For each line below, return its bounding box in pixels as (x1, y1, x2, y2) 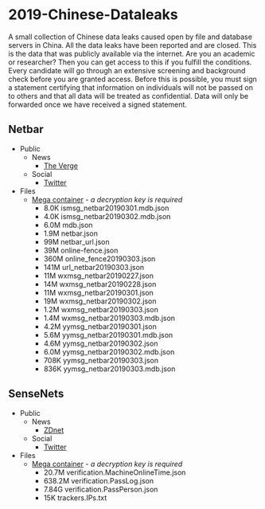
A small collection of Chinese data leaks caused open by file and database (8, 32, 253, 41)
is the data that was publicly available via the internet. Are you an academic (8, 49, 256, 58)
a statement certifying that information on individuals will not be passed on (8, 82, 253, 92)
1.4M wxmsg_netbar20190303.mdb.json (43, 313, 176, 323)
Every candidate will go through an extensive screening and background (8, 65, 246, 75)
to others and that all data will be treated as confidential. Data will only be (8, 91, 249, 100)
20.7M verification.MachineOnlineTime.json (43, 468, 186, 477)
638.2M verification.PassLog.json (43, 476, 154, 485)
